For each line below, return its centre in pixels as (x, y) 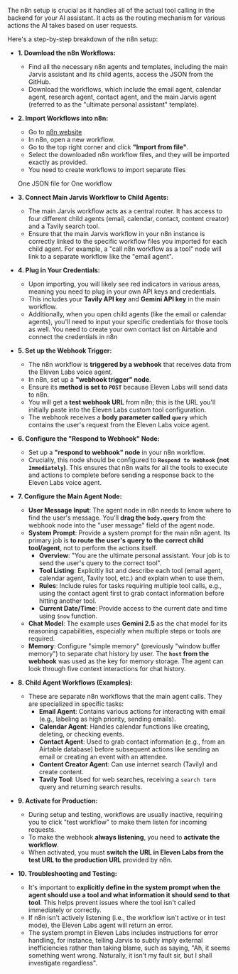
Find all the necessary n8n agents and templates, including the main (128, 66)
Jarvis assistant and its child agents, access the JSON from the (121, 74)
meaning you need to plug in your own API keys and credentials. (122, 291)
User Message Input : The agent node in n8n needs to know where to (130, 510)
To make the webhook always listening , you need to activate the (124, 837)
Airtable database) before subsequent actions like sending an (129, 749)
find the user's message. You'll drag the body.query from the (117, 518)
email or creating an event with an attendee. (103, 757)
